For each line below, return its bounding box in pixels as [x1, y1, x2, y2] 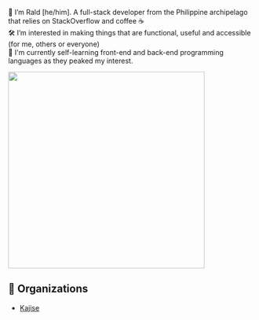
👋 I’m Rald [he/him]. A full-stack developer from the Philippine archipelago [8, 8, 249, 17]
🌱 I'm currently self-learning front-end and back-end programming [8, 48, 224, 57]
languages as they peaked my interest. [8, 56, 133, 65]
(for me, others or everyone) [8, 39, 100, 49]
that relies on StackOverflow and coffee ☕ [8, 17, 145, 25]
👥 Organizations [8, 282, 89, 296]
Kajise [19, 303, 40, 312]
